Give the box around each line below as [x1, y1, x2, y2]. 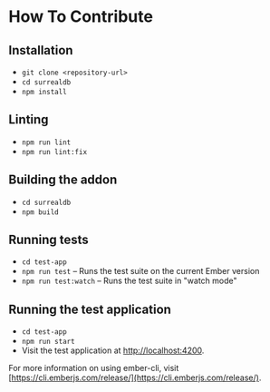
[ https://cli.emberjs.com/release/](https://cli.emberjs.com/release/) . [8, 372, 262, 383]
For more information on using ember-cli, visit [8, 363, 179, 374]
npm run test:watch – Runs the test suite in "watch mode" [21, 275, 237, 287]
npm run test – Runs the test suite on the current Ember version [21, 266, 260, 277]
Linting [8, 112, 49, 128]
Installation [8, 43, 73, 58]
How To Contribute [8, 6, 153, 27]
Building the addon [8, 172, 118, 188]
